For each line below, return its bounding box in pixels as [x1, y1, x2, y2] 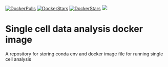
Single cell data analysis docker [5, 23, 143, 35]
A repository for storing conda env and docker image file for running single [5, 51, 163, 57]
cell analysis [5, 56, 32, 62]
